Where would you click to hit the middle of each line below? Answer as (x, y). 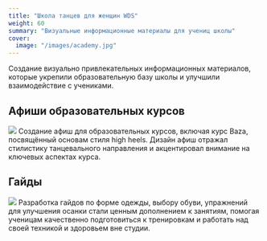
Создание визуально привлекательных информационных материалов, (130, 68)
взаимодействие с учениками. (61, 86)
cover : (19, 38)
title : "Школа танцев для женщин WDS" (73, 16)
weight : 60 (27, 23)
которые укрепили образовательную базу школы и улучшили (114, 77)
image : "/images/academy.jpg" (66, 46)
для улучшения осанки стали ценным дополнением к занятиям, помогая (134, 210)
